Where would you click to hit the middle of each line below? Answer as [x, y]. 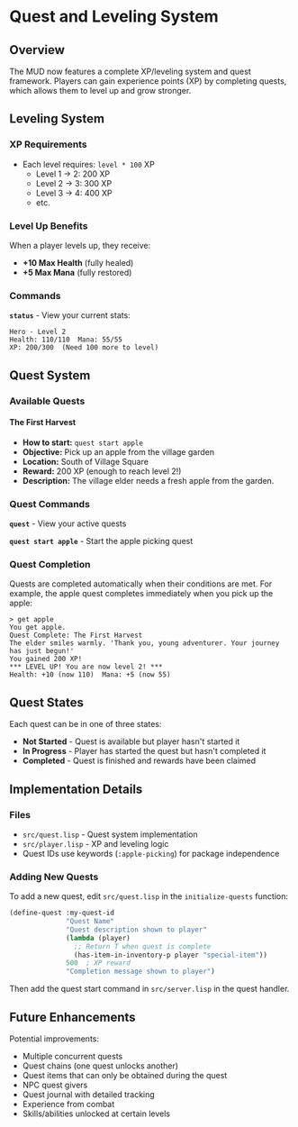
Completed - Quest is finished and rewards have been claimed [139, 761]
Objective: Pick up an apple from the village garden [118, 451]
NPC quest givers [55, 1085]
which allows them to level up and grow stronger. [100, 91]
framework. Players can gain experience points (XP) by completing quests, [148, 81]
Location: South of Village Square [85, 461]
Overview [37, 50]
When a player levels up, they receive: [80, 245]
